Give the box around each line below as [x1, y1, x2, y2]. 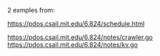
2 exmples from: [7, 6, 55, 14]
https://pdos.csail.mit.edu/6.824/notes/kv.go [7, 41, 139, 48]
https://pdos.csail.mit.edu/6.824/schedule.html [7, 20, 145, 27]
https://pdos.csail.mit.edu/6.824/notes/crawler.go [7, 33, 153, 41]
